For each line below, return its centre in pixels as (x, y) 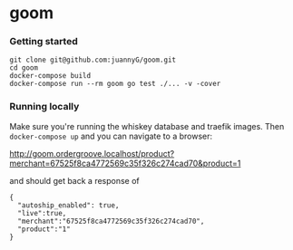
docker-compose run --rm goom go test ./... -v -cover (115, 84)
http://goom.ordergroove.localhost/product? (92, 153)
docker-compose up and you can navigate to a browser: (111, 136)
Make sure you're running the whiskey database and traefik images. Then (147, 126)
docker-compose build (50, 76)
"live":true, (42, 213)
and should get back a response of (75, 180)
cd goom (24, 68)
